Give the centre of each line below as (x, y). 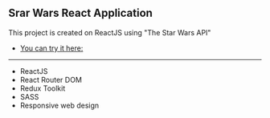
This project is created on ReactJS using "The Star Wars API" (110, 32)
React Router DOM (51, 79)
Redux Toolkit (43, 88)
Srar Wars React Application (80, 13)
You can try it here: (51, 48)
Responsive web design (59, 105)
